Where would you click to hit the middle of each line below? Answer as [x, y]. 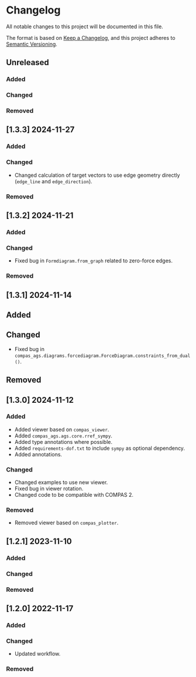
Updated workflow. [37, 654]
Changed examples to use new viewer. [61, 483]
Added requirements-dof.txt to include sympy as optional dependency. [100, 448]
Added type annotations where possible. [63, 442]
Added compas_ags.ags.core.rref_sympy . [63, 436]
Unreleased [28, 63]
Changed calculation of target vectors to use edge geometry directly [97, 175]
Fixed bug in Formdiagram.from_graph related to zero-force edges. [93, 261]
